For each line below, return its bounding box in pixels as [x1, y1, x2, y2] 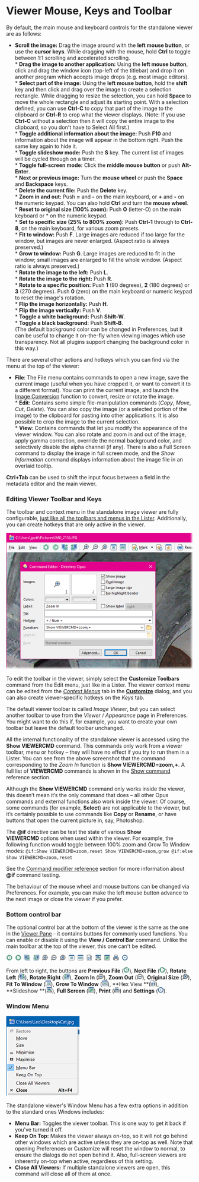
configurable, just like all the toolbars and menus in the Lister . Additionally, [6, 515, 188, 522]
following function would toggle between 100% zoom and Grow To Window [6, 840, 190, 848]
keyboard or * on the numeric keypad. [14, 212, 108, 219]
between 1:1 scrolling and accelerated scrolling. [14, 54, 130, 61]
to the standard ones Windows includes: [6, 1108, 105, 1115]
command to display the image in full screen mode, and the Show [14, 450, 175, 457]
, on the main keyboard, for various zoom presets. [18, 225, 140, 232]
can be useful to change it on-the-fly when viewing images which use [14, 331, 185, 339]
